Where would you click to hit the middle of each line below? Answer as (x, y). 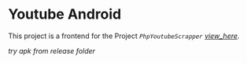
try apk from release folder (52, 51)
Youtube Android (65, 14)
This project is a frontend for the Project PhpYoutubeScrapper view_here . (124, 36)
